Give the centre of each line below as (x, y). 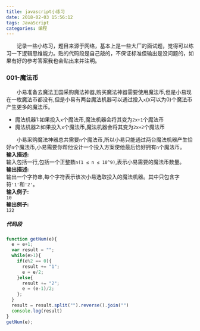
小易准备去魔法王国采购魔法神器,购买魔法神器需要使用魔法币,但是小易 (101, 92)
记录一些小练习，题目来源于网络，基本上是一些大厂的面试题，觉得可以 (102, 46)
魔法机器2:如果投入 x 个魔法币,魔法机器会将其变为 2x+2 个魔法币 (90, 127)
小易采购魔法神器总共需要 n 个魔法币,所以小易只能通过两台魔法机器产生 (102, 139)
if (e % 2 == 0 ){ (34, 261)
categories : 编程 (27, 28)
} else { (25, 277)
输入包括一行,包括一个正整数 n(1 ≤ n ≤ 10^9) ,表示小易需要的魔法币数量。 (96, 162)
